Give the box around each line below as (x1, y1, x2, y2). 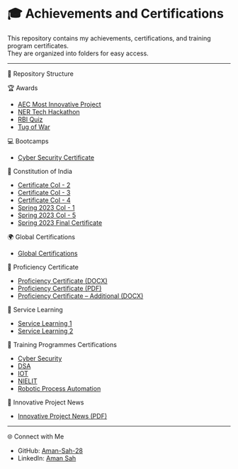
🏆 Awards (7, 83, 38, 92)
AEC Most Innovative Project (17, 100, 101, 109)
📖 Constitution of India (7, 167, 73, 175)
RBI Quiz (17, 115, 43, 123)
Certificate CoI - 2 (17, 180, 71, 189)
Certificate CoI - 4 (17, 196, 71, 204)
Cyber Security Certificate (17, 153, 94, 162)
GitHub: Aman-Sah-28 (17, 446, 84, 455)
